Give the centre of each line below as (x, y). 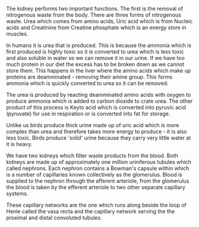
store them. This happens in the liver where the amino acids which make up (99, 70)
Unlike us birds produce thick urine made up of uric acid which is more (93, 125)
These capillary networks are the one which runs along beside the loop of (97, 205)
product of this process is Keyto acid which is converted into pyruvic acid (96, 107)
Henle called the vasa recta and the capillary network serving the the (91, 211)
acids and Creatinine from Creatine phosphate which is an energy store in (96, 27)
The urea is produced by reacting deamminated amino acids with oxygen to (99, 95)
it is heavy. (19, 144)
